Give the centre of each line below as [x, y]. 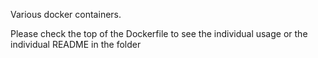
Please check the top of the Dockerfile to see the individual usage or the [159, 33]
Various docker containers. [66, 14]
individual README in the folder [76, 44]
